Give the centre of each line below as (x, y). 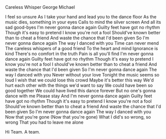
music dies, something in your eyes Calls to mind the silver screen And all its (83, 22)
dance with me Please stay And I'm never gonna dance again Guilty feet (79, 96)
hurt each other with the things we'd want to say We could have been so (79, 85)
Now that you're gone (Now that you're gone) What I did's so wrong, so (78, 117)
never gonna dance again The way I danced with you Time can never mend (82, 43)
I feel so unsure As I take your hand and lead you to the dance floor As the (81, 17)
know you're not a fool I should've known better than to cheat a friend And (81, 64)
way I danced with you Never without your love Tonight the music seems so (82, 75)
